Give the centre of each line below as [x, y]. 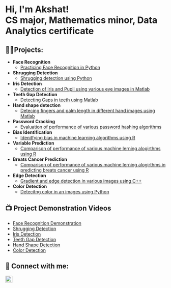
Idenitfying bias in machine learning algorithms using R [78, 138]
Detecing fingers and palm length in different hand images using [88, 111]
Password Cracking [34, 121]
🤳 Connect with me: [37, 266]
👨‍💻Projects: [24, 50]
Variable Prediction [33, 143]
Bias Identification [32, 132]
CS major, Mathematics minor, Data [81, 20]
